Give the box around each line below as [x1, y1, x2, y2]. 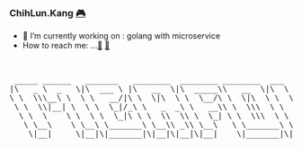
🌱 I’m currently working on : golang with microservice [22, 30, 221, 41]
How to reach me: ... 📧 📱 [22, 40, 111, 51]
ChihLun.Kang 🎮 [9, 6, 86, 19]
